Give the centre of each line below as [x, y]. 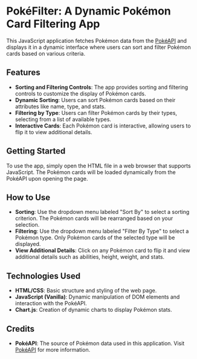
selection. [27, 225]
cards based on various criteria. [46, 53]
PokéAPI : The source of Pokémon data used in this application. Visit [100, 343]
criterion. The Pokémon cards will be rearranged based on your [94, 218]
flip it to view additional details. [53, 132]
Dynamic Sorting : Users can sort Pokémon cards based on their [95, 100]
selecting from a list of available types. [63, 119]
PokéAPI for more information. [53, 350]
